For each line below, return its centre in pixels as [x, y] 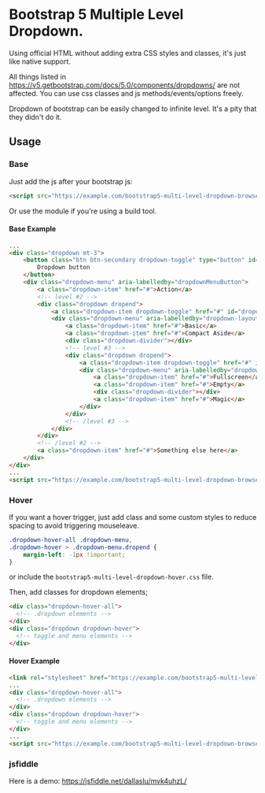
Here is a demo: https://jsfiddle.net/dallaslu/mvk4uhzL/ [98, 780]
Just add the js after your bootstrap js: [71, 181]
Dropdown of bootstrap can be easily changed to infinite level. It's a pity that [133, 109]
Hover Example [34, 661]
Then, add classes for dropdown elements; [78, 592]
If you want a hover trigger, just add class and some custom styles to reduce [133, 517]
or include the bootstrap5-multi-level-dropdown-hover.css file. [112, 577]
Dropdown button [64, 268]
